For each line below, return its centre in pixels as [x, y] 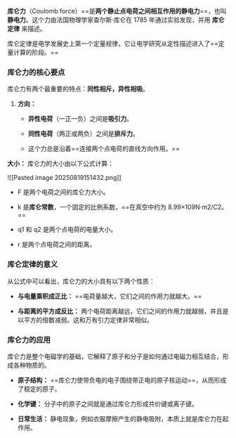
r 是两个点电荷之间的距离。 [57, 245]
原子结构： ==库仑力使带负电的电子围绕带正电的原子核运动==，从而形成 [122, 380]
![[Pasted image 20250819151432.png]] [64, 178]
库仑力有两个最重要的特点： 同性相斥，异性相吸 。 [78, 89]
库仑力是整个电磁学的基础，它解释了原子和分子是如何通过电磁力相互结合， [115, 356]
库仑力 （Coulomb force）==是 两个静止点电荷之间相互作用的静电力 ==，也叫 [117, 11]
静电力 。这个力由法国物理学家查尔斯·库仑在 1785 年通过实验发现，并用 [109, 20]
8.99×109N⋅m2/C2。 [198, 207]
